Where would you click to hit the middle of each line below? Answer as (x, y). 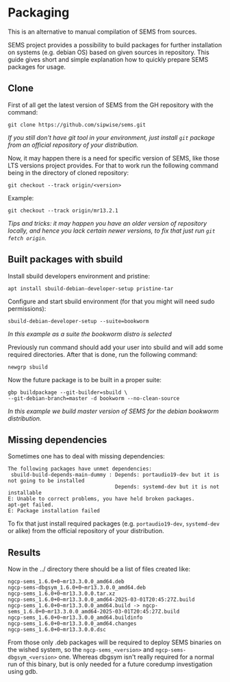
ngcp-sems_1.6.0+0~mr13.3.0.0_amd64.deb (66, 582)
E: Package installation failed (54, 511)
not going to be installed (46, 481)
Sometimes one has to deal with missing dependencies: (86, 456)
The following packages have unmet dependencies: (80, 469)
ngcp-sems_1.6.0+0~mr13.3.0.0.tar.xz (62, 594)
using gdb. (23, 672)
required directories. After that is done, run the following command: (103, 354)
